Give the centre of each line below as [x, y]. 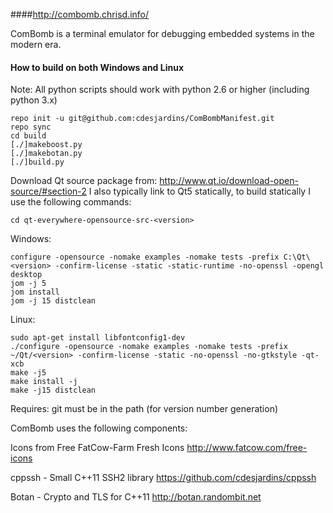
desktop [26, 275]
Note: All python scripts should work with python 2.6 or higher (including [160, 90]
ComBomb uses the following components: [99, 428]
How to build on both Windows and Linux [97, 67]
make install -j [44, 382]
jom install [35, 292]
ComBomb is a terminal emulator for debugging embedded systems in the [162, 33]
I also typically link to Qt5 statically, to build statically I [199, 191]
